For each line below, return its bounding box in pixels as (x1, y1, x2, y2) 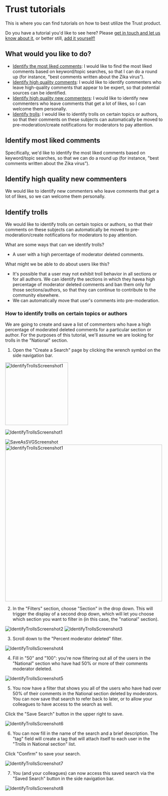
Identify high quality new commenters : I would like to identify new (12, 95, 148, 101)
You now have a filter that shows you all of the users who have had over (12, 685, 161, 691)
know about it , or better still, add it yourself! (5, 35, 95, 41)
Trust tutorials (5, 4, 66, 15)
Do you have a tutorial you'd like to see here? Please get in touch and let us (5, 30, 160, 36)
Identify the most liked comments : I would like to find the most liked (12, 63, 152, 69)
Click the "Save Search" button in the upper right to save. (5, 711, 124, 717)
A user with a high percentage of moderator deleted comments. (12, 251, 144, 257)
